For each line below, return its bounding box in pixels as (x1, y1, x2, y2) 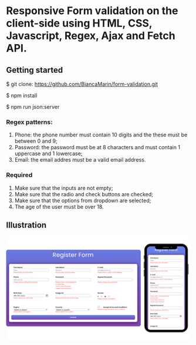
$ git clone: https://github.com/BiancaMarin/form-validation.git (6, 81, 158, 88)
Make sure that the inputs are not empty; (14, 184, 113, 192)
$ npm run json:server (6, 103, 60, 110)
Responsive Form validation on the (6, 4, 178, 18)
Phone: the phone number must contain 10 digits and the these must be (14, 131, 188, 139)
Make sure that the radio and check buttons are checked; (14, 190, 154, 197)
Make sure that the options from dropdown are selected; (14, 197, 151, 204)
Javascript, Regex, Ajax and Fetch (6, 29, 175, 42)
